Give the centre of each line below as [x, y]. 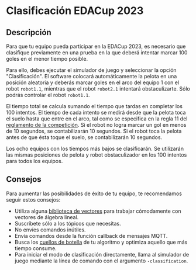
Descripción [29, 32]
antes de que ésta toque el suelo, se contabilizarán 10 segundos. [84, 137]
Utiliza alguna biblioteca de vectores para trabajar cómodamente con [98, 211]
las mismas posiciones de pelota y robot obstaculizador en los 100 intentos [97, 155]
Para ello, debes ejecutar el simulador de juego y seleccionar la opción [91, 70]
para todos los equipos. [35, 161]
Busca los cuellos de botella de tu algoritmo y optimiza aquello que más [101, 242]
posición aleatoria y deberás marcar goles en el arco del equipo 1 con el [93, 82]
